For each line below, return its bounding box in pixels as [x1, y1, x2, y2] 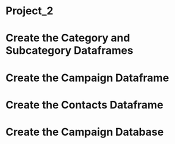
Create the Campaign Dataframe [5, 71, 169, 84]
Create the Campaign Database [5, 125, 164, 139]
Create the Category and [5, 31, 130, 45]
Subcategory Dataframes [5, 44, 133, 57]
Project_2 [5, 4, 54, 18]
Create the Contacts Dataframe [5, 98, 164, 111]
